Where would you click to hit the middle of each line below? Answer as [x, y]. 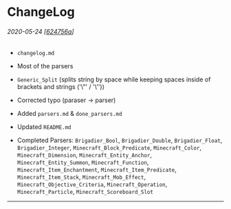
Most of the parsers [45, 66]
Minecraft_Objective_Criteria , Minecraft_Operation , [92, 184]
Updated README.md [44, 127]
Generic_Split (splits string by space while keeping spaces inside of [114, 79]
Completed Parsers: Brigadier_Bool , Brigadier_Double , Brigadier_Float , [120, 140]
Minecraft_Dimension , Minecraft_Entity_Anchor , [85, 155]
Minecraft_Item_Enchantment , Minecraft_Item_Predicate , [97, 170]
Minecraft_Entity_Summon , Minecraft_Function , [83, 162]
